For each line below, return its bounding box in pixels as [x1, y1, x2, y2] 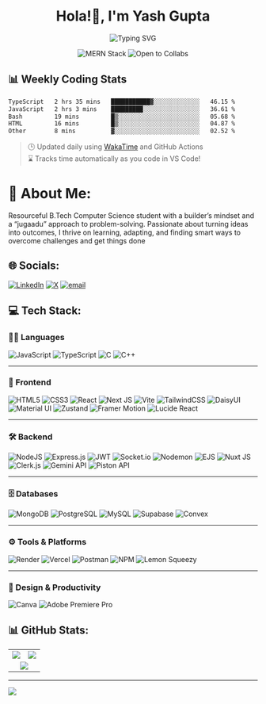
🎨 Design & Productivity [8, 582, 101, 593]
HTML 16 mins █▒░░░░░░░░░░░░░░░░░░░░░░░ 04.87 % [8, 120, 236, 128]
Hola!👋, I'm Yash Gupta [55, 7, 211, 25]
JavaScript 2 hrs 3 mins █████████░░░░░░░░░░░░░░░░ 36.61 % [8, 105, 236, 113]
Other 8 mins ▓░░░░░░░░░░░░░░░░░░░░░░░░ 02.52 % [8, 127, 236, 136]
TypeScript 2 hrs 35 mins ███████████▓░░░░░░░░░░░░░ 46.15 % [8, 98, 236, 105]
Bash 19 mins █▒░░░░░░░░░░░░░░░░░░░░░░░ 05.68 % [8, 113, 236, 121]
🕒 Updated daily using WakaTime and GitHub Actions [27, 142, 203, 151]
